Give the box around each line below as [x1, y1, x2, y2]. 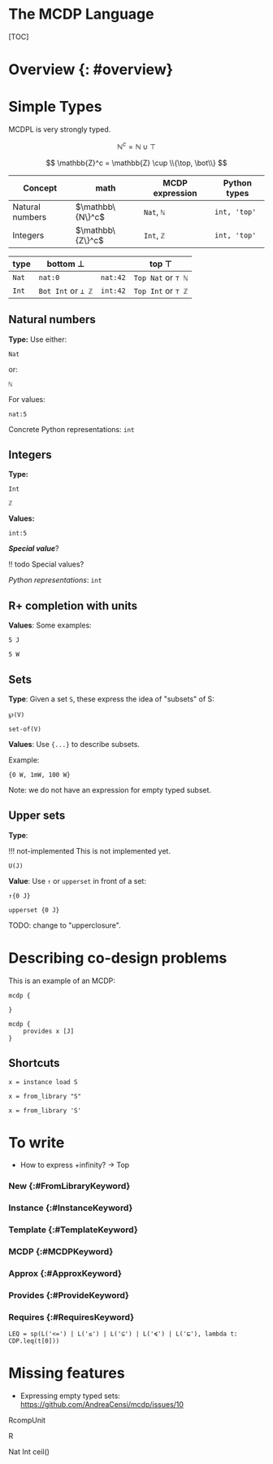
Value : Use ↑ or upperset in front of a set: [8, 876, 146, 885]
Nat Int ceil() [8, 1447, 50, 1457]
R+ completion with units [8, 599, 138, 613]
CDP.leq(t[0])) [8, 1337, 60, 1345]
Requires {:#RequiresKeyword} [8, 1311, 135, 1322]
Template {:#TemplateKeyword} [8, 1224, 138, 1235]
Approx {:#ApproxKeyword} [8, 1268, 122, 1279]
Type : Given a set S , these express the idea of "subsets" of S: [8, 693, 215, 704]
